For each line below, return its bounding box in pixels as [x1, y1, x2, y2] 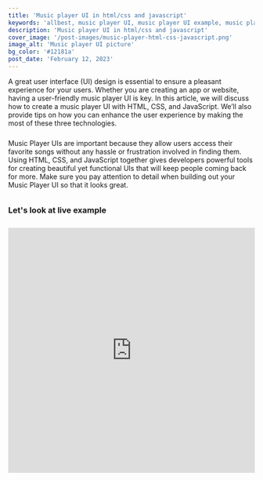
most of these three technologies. [8, 118, 117, 128]
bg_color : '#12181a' [8, 48, 76, 56]
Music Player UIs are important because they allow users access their [8, 138, 233, 147]
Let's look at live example [8, 205, 107, 216]
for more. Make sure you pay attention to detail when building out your [8, 172, 236, 181]
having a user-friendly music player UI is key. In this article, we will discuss [8, 93, 249, 103]
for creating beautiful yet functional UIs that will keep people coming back [8, 163, 247, 173]
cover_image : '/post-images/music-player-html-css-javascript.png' [8, 33, 233, 42]
